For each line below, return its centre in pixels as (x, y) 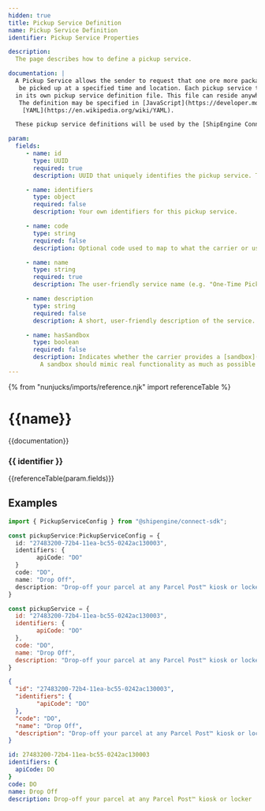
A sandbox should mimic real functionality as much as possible (148, 364)
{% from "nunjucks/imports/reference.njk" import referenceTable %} (119, 387)
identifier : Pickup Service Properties (74, 38)
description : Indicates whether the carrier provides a (127, 357)
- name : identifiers (59, 190)
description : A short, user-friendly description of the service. (144, 321)
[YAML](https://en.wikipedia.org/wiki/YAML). (99, 110)
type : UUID (50, 160)
